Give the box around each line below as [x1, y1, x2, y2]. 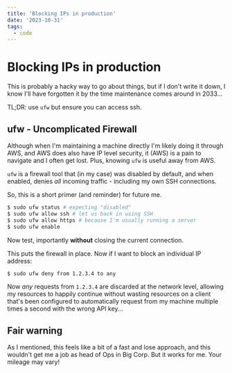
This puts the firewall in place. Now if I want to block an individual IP [7, 249, 202, 257]
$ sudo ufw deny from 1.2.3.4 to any [7, 270, 116, 277]
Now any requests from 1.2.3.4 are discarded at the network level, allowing [7, 282, 224, 291]
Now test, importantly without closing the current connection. [7, 236, 184, 244]
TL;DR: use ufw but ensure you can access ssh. [7, 103, 142, 112]
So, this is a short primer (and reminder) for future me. [7, 191, 162, 198]
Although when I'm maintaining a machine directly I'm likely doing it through [7, 141, 224, 150]
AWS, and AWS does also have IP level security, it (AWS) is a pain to [7, 149, 202, 157]
